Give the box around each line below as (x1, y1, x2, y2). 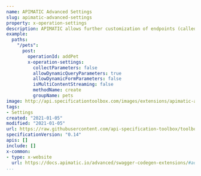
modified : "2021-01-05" (6, 121, 66, 127)
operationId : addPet (28, 53, 79, 59)
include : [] (6, 142, 36, 149)
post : (22, 48, 36, 54)
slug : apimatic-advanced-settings (6, 14, 93, 20)
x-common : (6, 148, 31, 154)
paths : (11, 37, 28, 43)
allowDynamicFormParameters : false (32, 76, 121, 82)
